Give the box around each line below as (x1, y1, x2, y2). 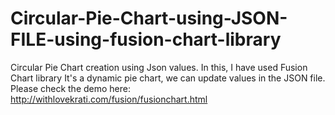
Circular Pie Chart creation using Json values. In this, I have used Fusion (10, 61, 308, 73)
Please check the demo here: (10, 82, 132, 94)
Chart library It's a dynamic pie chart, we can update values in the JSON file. (10, 72, 326, 84)
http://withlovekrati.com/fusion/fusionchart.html (10, 93, 208, 105)
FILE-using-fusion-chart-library (10, 28, 282, 51)
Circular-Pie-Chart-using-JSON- (10, 7, 288, 30)
